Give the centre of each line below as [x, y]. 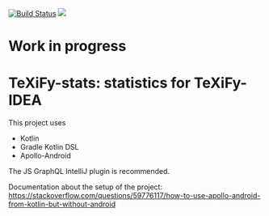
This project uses [37, 123]
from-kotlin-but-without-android [62, 204]
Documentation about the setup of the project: [86, 187]
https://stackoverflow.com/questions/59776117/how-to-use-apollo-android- [134, 196]
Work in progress [67, 47]
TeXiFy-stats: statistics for [100, 83]
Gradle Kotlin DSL [49, 147]
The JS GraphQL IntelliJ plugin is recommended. [89, 172]
